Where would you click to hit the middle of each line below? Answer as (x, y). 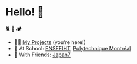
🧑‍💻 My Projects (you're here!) (50, 42)
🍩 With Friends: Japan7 (42, 55)
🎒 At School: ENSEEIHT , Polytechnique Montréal (72, 48)
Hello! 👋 (25, 12)
